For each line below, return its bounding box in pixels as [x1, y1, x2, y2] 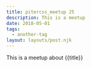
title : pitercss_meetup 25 [6, 9, 75, 15]
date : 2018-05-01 [6, 20, 50, 26]
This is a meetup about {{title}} [6, 54, 83, 61]
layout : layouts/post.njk [6, 37, 72, 43]
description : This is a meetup [6, 15, 86, 21]
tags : [6, 26, 20, 32]
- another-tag [12, 32, 47, 38]
